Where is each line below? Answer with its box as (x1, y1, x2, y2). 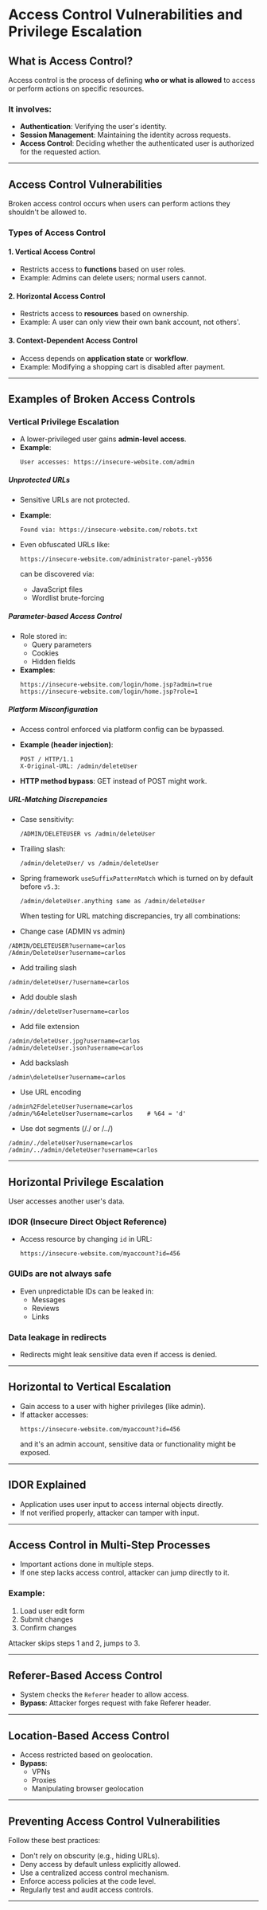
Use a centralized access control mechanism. (19, 1868, 169, 1877)
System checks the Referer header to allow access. (19, 1690, 189, 1700)
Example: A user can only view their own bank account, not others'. (19, 317, 241, 327)
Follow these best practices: (8, 1836, 101, 1845)
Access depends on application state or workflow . (19, 353, 189, 363)
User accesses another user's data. (8, 1196, 125, 1206)
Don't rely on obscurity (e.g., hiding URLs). (19, 1851, 161, 1861)
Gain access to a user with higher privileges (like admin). (19, 1401, 206, 1411)
